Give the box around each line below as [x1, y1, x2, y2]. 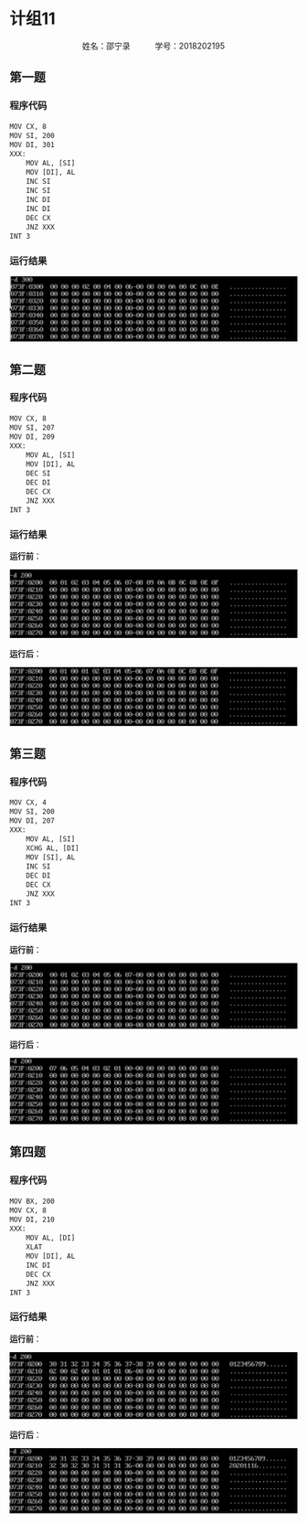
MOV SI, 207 [9, 422, 55, 432]
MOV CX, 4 [9, 798, 48, 807]
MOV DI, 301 [9, 140, 55, 149]
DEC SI [26, 468, 51, 478]
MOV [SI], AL [26, 853, 76, 862]
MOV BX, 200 [9, 1197, 55, 1206]
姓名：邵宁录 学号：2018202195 [81, 40, 226, 51]
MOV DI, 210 [9, 1215, 55, 1224]
